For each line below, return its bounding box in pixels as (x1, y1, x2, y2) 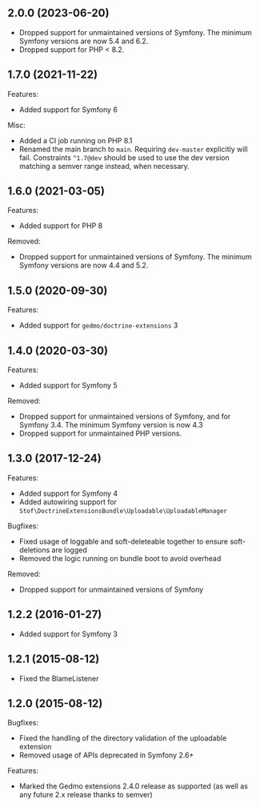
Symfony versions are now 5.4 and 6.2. (18, 36, 149, 46)
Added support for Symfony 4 (18, 488, 118, 498)
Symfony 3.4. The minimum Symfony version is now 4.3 (18, 420, 203, 430)
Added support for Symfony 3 (18, 628, 118, 639)
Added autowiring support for (18, 496, 118, 507)
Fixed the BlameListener (18, 673, 99, 683)
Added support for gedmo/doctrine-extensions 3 (18, 320, 178, 331)
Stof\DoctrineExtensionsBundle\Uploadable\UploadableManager (18, 507, 228, 515)
